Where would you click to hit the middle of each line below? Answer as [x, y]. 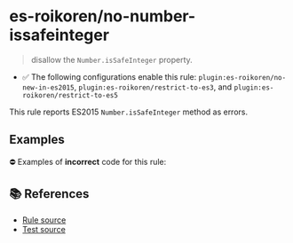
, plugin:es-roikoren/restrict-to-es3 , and [153, 87]
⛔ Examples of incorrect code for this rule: [88, 161]
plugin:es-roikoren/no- [242, 77]
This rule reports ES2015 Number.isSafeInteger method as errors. [129, 112]
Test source [44, 229]
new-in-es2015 [48, 87]
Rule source [44, 220]
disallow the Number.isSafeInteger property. [111, 59]
